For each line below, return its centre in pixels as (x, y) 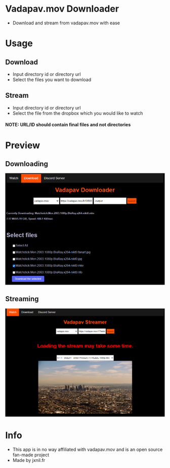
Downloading (27, 164)
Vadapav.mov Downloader (62, 9)
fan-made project (31, 455)
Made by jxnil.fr (29, 460)
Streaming (22, 299)
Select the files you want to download (52, 80)
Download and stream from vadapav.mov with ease (66, 23)
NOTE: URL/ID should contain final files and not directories (68, 125)
